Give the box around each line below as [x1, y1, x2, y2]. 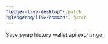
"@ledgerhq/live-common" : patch [5, 14, 87, 20]
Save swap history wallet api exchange [5, 31, 103, 38]
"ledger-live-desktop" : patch [5, 8, 82, 15]
